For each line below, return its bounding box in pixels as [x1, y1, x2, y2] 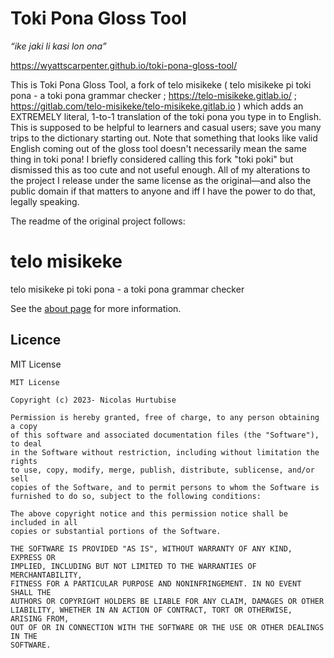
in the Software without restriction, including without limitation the [10, 447, 320, 457]
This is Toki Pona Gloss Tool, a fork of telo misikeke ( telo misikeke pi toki [10, 78, 312, 91]
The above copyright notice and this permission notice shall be [10, 508, 288, 519]
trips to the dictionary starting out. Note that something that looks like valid [10, 132, 318, 144]
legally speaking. [10, 195, 80, 207]
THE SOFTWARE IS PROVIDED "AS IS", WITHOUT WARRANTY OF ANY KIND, [10, 543, 293, 554]
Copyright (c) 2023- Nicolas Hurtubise [10, 395, 177, 405]
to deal [10, 438, 43, 449]
